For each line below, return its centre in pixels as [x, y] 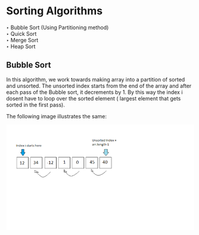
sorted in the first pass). [36, 105]
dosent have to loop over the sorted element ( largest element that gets [94, 98]
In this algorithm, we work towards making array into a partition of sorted [96, 79]
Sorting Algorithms [55, 11]
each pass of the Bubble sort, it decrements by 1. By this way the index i [94, 92]
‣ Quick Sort [21, 33]
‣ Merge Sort [22, 40]
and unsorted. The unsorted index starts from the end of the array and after [99, 86]
